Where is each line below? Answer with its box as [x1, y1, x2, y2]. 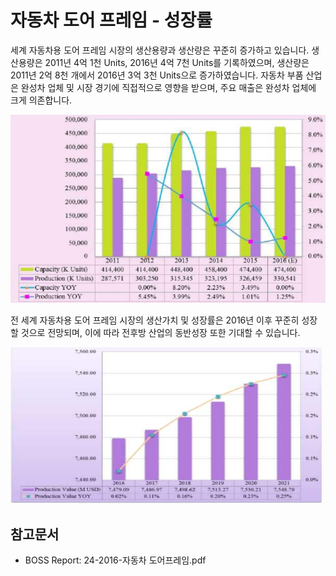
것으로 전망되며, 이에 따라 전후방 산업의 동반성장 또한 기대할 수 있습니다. [20, 327, 301, 339]
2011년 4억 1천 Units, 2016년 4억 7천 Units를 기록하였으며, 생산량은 [44, 56, 310, 68]
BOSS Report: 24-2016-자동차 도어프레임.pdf [24, 554, 207, 566]
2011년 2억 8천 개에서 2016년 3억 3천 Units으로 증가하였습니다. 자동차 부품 [10, 69, 304, 81]
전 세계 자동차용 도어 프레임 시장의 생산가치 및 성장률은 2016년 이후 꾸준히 [10, 314, 300, 326]
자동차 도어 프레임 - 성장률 [10, 9, 213, 32]
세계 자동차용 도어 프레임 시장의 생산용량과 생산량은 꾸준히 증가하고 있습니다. [10, 44, 310, 56]
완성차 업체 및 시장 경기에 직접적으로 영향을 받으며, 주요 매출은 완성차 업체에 [20, 81, 317, 93]
